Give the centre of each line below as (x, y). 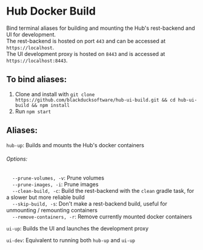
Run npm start (33, 111)
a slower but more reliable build (45, 197)
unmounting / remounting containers (52, 210)
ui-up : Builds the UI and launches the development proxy (78, 228)
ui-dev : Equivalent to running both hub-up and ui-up (71, 240)
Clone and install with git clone (55, 94)
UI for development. (31, 34)
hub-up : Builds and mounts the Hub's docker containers (75, 145)
